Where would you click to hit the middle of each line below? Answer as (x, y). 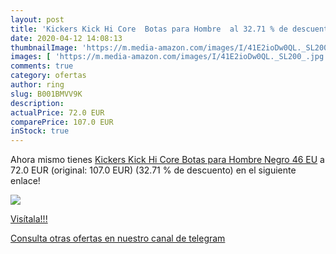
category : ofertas (48, 76)
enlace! (25, 181)
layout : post (37, 19)
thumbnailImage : (44, 47)
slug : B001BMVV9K (46, 94)
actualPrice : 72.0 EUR (57, 112)
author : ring (37, 85)
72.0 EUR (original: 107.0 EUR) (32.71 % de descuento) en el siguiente (153, 170)
